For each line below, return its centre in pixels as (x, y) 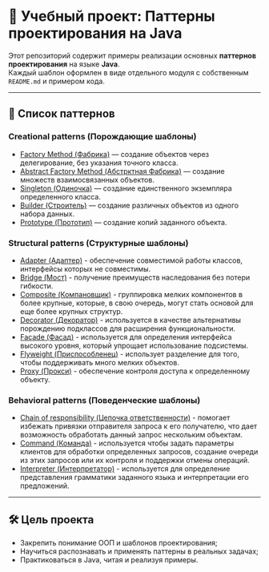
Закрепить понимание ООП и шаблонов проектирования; (118, 543)
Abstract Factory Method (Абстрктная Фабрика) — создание (122, 171)
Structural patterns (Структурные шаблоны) (98, 243)
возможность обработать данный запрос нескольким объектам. (131, 435)
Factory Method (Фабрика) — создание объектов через (114, 154)
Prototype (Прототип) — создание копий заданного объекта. (123, 222)
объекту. (35, 379)
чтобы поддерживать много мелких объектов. (100, 362)
